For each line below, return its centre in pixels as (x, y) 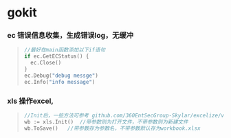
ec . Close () (46, 63)
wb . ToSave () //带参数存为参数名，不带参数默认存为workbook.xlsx (112, 128)
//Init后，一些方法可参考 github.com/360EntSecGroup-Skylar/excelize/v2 (125, 116)
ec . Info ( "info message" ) (59, 82)
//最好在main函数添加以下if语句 (64, 50)
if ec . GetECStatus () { (56, 56)
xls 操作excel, (30, 101)
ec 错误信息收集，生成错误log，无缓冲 (70, 36)
